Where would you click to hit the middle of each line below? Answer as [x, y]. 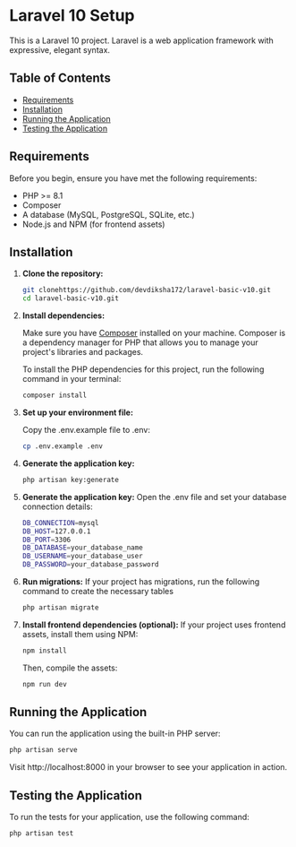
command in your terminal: [72, 379]
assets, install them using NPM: [80, 634]
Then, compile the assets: [70, 668]
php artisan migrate [60, 608]
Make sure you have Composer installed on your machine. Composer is [154, 333]
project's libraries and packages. [83, 352]
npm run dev [44, 684]
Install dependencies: [63, 315]
